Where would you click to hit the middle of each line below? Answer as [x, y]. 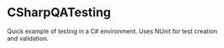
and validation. [28, 38]
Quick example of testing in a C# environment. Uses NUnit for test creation [112, 31]
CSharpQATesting [59, 13]
